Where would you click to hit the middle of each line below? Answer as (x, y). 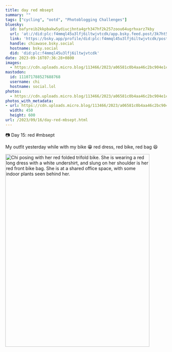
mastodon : (16, 72)
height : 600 (23, 115)
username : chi (25, 82)
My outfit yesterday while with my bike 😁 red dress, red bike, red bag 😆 (82, 146)
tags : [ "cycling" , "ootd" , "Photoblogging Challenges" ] (66, 20)
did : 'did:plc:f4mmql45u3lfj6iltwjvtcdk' (55, 53)
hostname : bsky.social (34, 48)
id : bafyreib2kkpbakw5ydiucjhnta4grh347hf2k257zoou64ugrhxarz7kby (82, 29)
